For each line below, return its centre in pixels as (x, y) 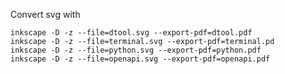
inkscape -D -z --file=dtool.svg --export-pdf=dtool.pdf (131, 33)
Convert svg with (45, 14)
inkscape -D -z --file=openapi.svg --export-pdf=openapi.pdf (140, 59)
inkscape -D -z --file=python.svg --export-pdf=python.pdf (136, 50)
